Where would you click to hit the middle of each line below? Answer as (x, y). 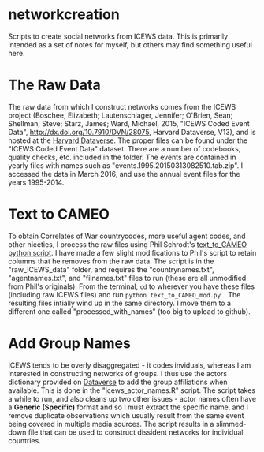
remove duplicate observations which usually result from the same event (126, 415)
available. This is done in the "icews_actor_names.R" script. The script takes (132, 390)
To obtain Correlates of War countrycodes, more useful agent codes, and (127, 236)
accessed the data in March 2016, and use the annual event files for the (124, 174)
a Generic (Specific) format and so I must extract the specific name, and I (128, 407)
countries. (24, 440)
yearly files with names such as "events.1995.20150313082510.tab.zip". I (125, 165)
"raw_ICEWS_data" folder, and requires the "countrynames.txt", (111, 269)
